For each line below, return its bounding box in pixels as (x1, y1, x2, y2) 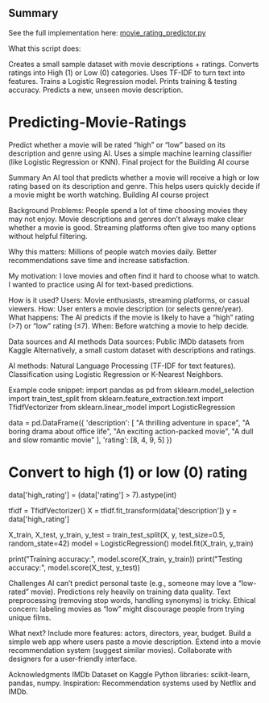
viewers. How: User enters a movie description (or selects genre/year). (8, 303, 244, 313)
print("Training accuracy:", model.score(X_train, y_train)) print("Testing (8, 554, 243, 563)
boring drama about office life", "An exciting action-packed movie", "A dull (8, 426, 254, 436)
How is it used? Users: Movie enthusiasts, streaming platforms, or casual (8, 295, 250, 305)
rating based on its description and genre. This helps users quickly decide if (8, 181, 260, 190)
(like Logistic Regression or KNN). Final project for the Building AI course (8, 157, 250, 166)
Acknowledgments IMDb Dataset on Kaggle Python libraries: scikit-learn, (8, 669, 250, 679)
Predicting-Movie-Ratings (8, 113, 187, 132)
